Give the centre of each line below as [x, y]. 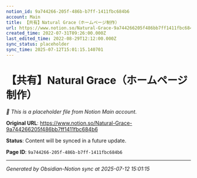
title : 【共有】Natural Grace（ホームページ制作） [63, 22]
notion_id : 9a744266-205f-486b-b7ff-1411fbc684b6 [68, 11]
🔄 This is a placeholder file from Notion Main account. [72, 111]
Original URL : [23, 123]
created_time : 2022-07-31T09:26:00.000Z [56, 33]
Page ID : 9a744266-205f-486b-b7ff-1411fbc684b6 [64, 152]
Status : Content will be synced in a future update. [66, 141]
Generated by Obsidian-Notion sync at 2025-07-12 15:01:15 [78, 169]
